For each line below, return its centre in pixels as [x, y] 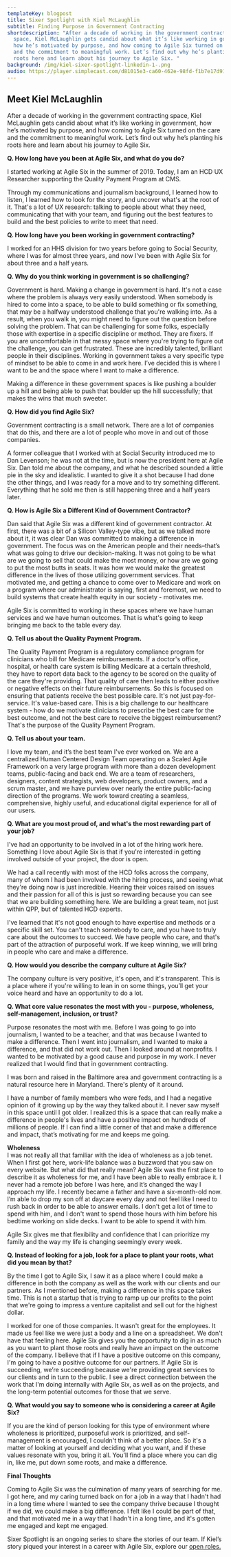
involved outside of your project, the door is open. [78, 859]
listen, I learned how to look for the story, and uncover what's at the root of [113, 200]
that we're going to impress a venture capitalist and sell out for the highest [112, 1305]
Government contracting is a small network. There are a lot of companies [111, 425]
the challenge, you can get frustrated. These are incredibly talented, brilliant [115, 348]
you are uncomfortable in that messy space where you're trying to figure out [115, 341]
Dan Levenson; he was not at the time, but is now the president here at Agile [115, 461]
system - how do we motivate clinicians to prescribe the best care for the [111, 710]
